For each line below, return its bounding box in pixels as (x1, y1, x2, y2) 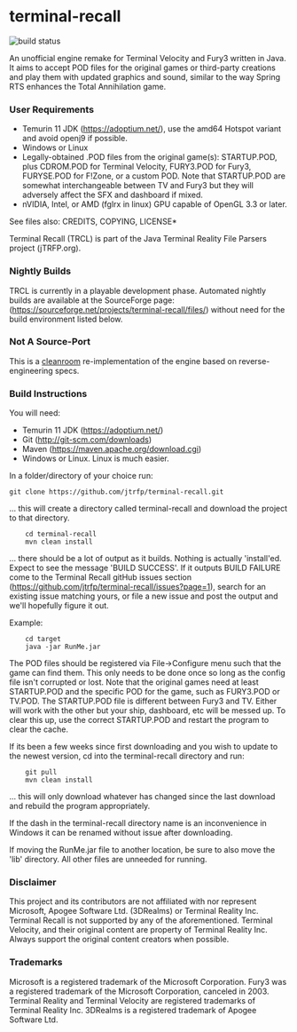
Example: (9, 617, 43, 628)
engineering (9, 365, 53, 376)
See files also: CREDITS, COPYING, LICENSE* (9, 216, 177, 227)
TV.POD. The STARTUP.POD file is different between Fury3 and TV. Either (9, 695, 277, 707)
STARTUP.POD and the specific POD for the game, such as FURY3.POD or (9, 687, 281, 697)
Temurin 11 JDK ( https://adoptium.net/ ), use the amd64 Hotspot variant (21, 123, 282, 134)
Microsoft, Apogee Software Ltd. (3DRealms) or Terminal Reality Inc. (9, 906, 259, 917)
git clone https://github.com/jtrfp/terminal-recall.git (9, 488, 224, 496)
